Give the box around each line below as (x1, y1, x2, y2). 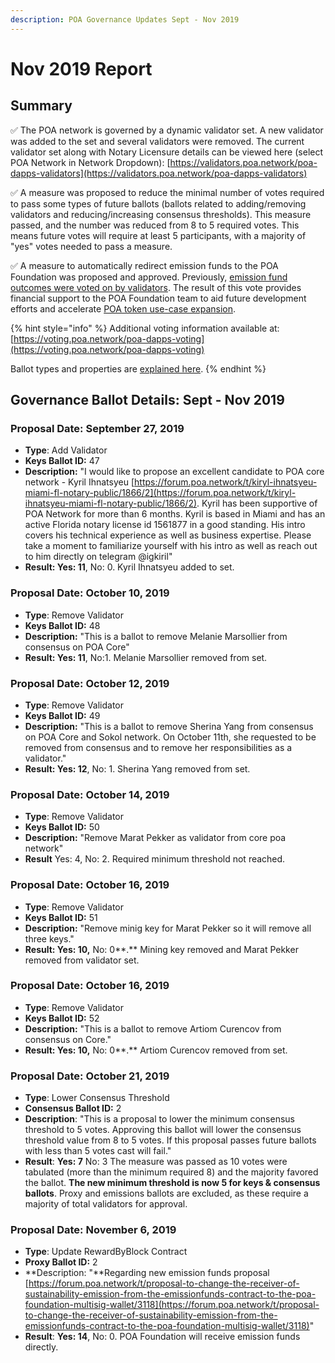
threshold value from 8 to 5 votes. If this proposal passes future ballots (24, 1134, 317, 1146)
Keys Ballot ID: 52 (24, 1012, 100, 1024)
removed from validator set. (24, 954, 140, 966)
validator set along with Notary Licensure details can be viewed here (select (10, 146, 324, 158)
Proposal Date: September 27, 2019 (10, 421, 185, 435)
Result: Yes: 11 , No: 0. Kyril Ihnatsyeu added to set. (24, 561, 235, 573)
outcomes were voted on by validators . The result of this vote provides (10, 281, 302, 293)
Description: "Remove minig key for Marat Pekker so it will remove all (24, 922, 312, 934)
